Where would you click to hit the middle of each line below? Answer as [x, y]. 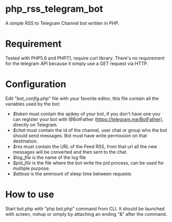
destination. [25, 141]
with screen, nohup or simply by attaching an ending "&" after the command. [86, 214]
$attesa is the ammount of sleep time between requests [72, 174]
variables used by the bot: [33, 104]
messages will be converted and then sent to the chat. [70, 152]
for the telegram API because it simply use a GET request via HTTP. [77, 63]
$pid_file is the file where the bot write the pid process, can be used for [88, 163]
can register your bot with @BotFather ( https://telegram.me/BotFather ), [88, 119]
